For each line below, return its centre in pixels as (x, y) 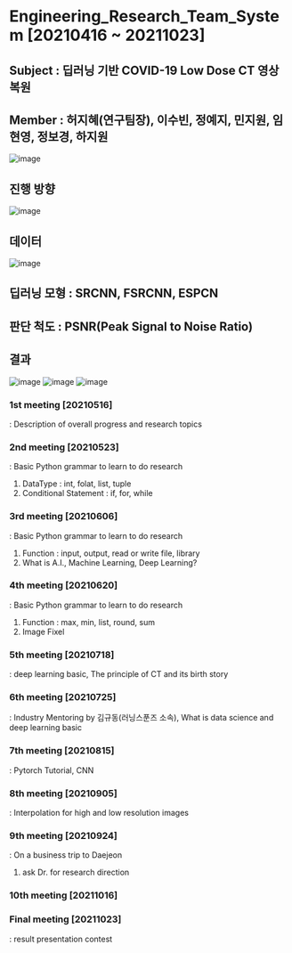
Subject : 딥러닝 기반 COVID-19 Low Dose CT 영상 (144, 70)
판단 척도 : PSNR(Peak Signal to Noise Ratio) (131, 326)
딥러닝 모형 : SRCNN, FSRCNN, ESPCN (114, 293)
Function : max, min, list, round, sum (89, 622)
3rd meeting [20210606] (64, 517)
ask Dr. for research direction (76, 872)
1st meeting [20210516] (61, 404)
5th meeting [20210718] (62, 655)
